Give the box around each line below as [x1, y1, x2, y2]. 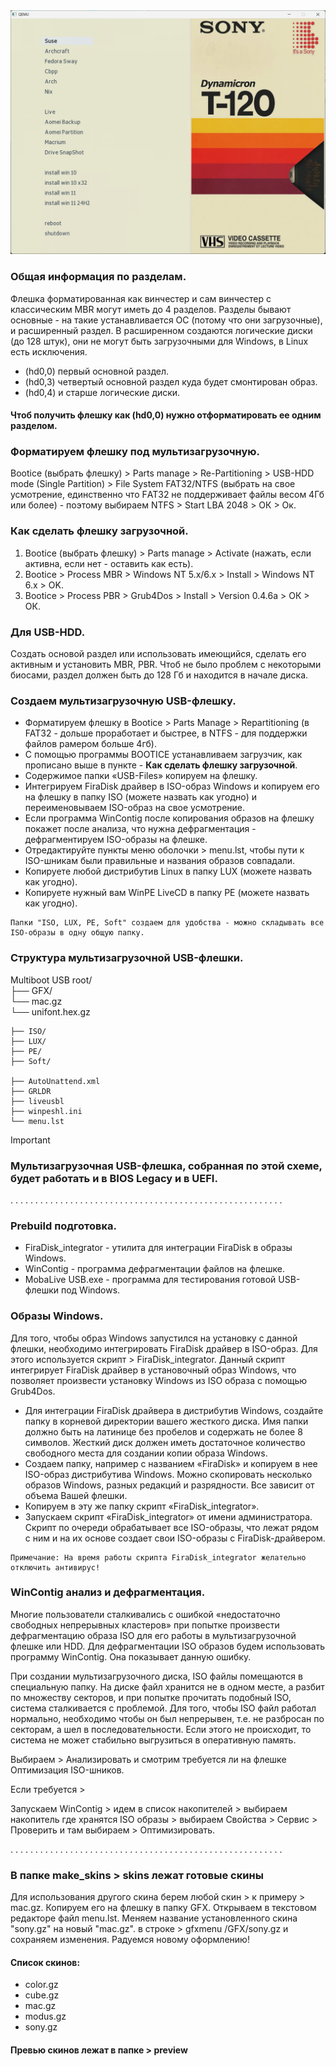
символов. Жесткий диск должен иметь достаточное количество [24, 1436, 306, 1448]
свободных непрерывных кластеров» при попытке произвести [10, 1619, 280, 1631]
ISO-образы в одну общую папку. [10, 928, 145, 938]
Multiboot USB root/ [10, 974, 93, 986]
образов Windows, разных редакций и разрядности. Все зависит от [24, 1479, 315, 1491]
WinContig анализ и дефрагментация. [10, 1585, 206, 1599]
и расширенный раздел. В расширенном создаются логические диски [10, 324, 313, 336]
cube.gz [24, 1989, 60, 2001]
